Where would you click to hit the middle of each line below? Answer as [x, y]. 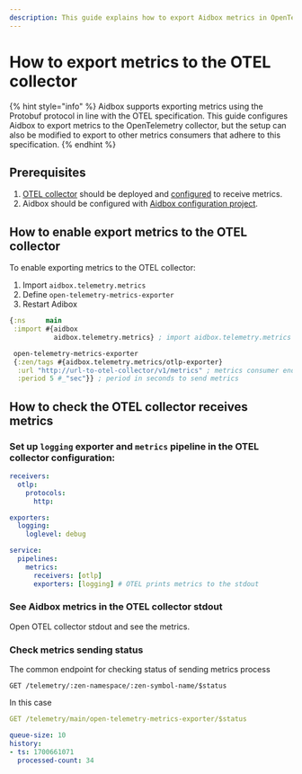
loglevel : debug [56, 534]
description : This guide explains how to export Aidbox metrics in [138, 18]
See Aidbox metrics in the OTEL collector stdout [116, 607]
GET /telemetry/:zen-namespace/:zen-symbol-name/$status [118, 686]
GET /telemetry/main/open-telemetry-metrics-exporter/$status [128, 719]
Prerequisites [48, 172]
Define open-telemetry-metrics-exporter [98, 295]
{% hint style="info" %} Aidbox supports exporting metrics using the [136, 106]
